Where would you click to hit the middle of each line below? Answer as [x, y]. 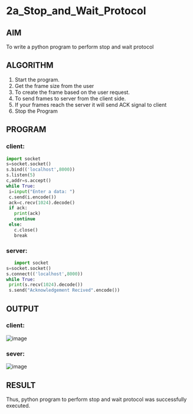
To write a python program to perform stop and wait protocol [80, 47]
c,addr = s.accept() [29, 181]
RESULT [21, 385]
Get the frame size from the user [54, 86]
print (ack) [27, 214]
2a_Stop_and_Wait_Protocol [76, 11]
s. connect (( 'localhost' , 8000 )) [45, 274]
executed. [18, 405]
